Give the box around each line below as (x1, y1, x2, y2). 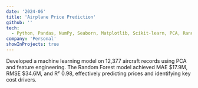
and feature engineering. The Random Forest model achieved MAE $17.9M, (6, 63, 188, 70)
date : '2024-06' (6, 8, 46, 15)
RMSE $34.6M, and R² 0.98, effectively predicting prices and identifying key (6, 70, 191, 77)
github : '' (6, 19, 33, 25)
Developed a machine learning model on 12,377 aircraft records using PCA (6, 57, 187, 65)
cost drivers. (6, 76, 37, 83)
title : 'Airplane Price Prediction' (6, 14, 96, 20)
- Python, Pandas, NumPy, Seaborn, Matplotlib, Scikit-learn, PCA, (11, 31, 181, 36)
